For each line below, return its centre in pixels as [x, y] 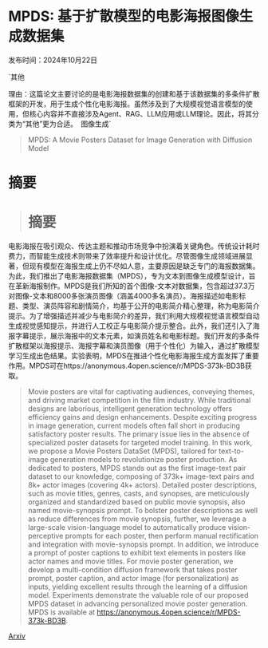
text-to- [232, 451]
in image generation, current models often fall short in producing [134, 426]
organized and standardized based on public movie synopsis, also [136, 502]
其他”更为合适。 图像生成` [68, 124]
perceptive [45, 536]
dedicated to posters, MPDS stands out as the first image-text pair [137, 468]
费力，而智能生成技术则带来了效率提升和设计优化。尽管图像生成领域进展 [127, 256]
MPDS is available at [61, 612]
